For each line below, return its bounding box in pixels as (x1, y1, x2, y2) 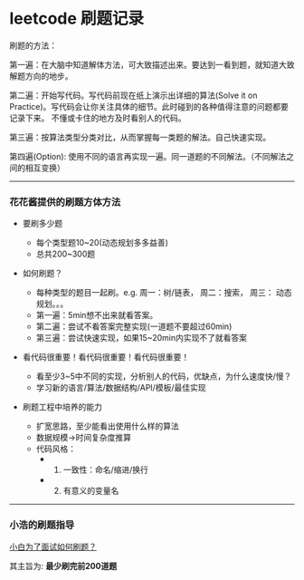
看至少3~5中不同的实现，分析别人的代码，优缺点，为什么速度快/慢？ (35, 371, 292, 382)
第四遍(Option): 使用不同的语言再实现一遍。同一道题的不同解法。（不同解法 (9, 150, 287, 161)
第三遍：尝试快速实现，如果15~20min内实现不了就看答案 (35, 333, 247, 343)
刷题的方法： (9, 40, 57, 51)
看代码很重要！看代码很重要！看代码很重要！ (22, 352, 190, 362)
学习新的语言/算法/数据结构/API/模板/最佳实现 (35, 382, 206, 393)
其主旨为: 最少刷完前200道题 (9, 560, 118, 571)
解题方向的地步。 (9, 70, 73, 82)
